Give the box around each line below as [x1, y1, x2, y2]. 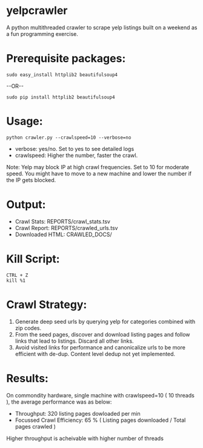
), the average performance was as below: [6, 398, 112, 405]
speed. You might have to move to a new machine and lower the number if [6, 170, 192, 177]
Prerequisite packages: [6, 52, 126, 66]
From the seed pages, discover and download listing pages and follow [15, 331, 190, 338]
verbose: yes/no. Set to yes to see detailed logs [15, 145, 135, 152]
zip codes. [15, 324, 41, 332]
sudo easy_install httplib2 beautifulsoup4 [6, 71, 118, 78]
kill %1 [6, 278, 26, 284]
